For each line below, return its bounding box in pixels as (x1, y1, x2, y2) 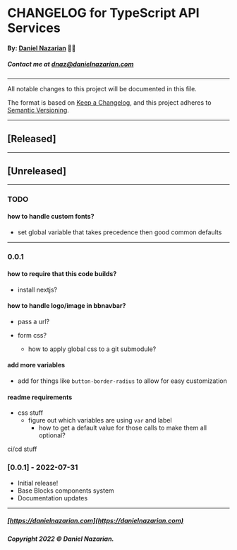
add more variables (7, 361, 66, 369)
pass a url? (17, 317, 50, 326)
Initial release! (17, 479, 59, 487)
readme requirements (7, 393, 73, 401)
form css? (17, 331, 47, 339)
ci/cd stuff (7, 445, 37, 454)
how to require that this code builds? (7, 270, 117, 278)
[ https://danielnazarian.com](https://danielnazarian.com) (7, 517, 184, 525)
